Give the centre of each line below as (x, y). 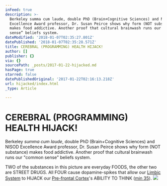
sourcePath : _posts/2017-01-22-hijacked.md (51, 65)
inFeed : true (19, 10)
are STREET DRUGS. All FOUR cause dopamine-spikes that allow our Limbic (83, 173)
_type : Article (21, 88)
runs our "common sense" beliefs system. (48, 158)
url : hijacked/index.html (32, 84)
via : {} (13, 61)
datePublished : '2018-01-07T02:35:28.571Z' (51, 42)
